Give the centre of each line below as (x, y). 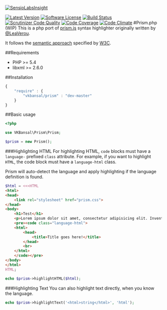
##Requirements (22, 53)
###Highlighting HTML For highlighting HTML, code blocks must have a (78, 151)
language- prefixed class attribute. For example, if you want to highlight (78, 156)
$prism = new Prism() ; (29, 142)
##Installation (19, 77)
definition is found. (24, 177)
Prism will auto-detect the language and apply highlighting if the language (81, 171)
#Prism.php (145, 23)
